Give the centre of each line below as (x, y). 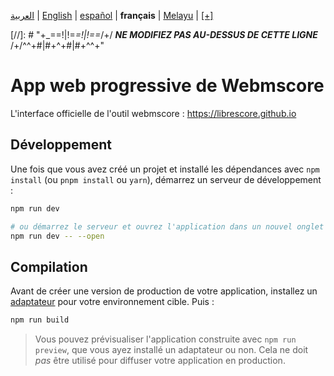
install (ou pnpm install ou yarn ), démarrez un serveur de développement (166, 179)
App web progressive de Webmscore (167, 86)
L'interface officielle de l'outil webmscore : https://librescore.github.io (153, 113)
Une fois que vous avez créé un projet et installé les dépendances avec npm (165, 169)
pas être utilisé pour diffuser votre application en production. (160, 361)
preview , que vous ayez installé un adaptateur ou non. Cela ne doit (171, 350)
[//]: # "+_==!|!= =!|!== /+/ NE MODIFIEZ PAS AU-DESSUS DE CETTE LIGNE (164, 34)
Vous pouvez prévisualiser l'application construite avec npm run (165, 339)
